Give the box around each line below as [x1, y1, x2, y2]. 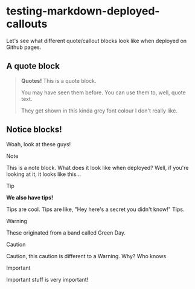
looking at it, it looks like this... [6, 170, 82, 178]
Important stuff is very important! [6, 276, 89, 283]
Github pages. [6, 44, 42, 51]
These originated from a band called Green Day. [6, 229, 126, 236]
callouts [6, 17, 48, 31]
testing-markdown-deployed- [6, 4, 160, 18]
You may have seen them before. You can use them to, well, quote [21, 89, 186, 96]
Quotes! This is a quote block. [21, 77, 97, 84]
